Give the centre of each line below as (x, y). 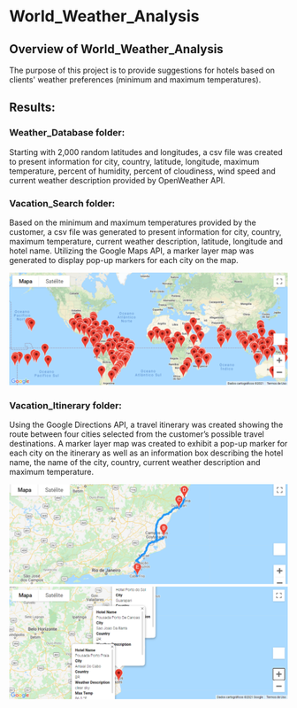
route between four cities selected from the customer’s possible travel (137, 434)
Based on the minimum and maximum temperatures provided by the (133, 222)
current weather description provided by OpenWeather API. (117, 180)
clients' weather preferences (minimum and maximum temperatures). (135, 80)
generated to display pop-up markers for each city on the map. (124, 260)
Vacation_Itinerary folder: (65, 405)
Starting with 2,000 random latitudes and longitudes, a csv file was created (146, 152)
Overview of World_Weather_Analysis (116, 49)
